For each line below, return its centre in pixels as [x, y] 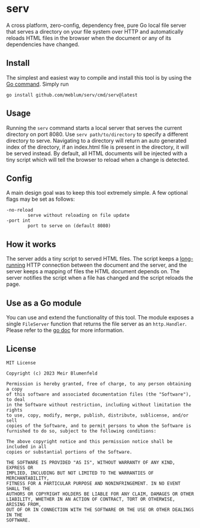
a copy [14, 389]
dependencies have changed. [43, 44]
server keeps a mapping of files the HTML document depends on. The [93, 271]
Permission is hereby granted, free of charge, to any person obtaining [99, 384]
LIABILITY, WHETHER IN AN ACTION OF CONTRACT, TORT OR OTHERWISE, [91, 499]
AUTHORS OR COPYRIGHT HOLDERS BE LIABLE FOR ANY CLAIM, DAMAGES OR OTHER [100, 494]
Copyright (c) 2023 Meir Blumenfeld [52, 373]
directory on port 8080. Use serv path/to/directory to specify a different [97, 134]
